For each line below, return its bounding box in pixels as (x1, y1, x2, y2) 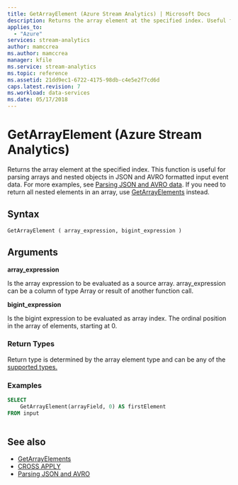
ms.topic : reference (7, 69, 69, 77)
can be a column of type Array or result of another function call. (7, 286, 193, 295)
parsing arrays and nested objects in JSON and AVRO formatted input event (7, 172, 229, 181)
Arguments (7, 246, 59, 259)
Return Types (7, 339, 55, 349)
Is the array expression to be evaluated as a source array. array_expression (7, 279, 227, 287)
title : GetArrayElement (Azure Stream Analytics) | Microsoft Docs (7, 10, 211, 18)
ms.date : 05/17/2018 (7, 96, 69, 104)
